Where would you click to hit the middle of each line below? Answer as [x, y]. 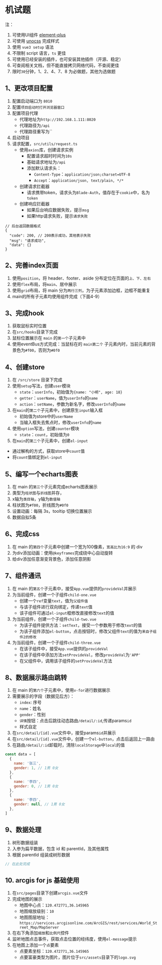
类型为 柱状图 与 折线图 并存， [38, 493]
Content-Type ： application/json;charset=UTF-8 [82, 174]
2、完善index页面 [32, 266]
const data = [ [20, 754]
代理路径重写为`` [36, 131]
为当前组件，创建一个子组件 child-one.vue [54, 594]
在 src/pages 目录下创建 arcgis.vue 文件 [50, 893]
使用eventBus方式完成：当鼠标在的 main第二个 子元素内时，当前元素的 [82, 344]
